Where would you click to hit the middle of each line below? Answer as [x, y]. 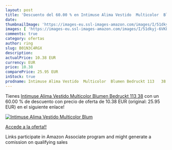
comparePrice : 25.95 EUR [32, 72]
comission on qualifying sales [37, 142]
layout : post [19, 10]
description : [19, 53]
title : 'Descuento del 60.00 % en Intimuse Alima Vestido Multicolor [82, 15]
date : [11, 19]
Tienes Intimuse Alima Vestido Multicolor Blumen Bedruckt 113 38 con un [82, 96]
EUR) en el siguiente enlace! [35, 107]
